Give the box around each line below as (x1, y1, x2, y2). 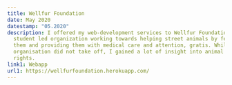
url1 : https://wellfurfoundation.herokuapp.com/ (7, 67, 150, 74)
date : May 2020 (7, 16, 51, 23)
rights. (13, 55, 36, 62)
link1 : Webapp (7, 61, 48, 68)
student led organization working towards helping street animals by (13, 36, 217, 42)
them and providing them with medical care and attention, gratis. (13, 42, 212, 49)
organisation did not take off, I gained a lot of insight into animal (13, 49, 224, 56)
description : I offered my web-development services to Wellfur (7, 29, 196, 36)
